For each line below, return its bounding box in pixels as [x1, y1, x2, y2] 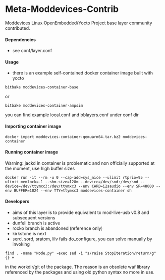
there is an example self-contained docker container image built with [12, 70, 153, 76]
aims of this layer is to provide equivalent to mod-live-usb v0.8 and [12, 210, 150, 215]
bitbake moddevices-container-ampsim [5, 103, 83, 108]
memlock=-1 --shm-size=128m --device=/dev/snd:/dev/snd [20, 179, 139, 184]
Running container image [5, 149, 58, 155]
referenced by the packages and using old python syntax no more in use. [5, 269, 155, 275]
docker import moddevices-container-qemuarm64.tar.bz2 [5, 134, 121, 140]
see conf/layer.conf [12, 48, 53, 54]
